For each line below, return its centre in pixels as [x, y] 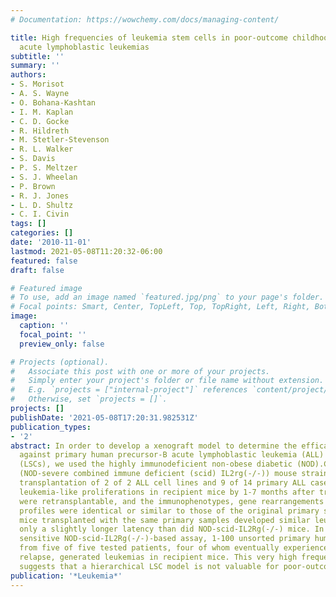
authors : [28, 75]
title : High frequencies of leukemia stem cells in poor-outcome [149, 37]
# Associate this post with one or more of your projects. [140, 371]
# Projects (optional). [60, 362]
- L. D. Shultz [42, 205]
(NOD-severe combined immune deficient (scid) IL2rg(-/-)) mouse [158, 474]
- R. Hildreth [40, 131]
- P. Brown [33, 186]
